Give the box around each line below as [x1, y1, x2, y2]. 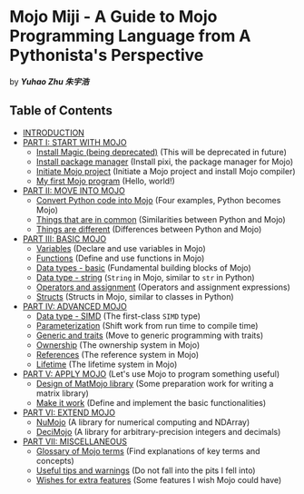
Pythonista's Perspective [9, 45, 204, 65]
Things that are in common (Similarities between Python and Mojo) [35, 213, 286, 224]
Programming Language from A [9, 25, 251, 46]
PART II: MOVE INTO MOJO [22, 184, 125, 196]
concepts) [35, 455, 74, 466]
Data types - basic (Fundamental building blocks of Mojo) [35, 262, 251, 273]
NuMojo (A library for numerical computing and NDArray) [35, 416, 250, 428]
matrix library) [35, 388, 89, 399]
